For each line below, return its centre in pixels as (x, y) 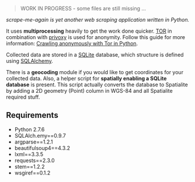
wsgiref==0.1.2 (32, 173)
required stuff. (23, 97)
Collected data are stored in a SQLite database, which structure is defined (95, 55)
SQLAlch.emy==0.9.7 (40, 135)
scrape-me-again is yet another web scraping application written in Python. (98, 20)
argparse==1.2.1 (34, 142)
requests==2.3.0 (34, 160)
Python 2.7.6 (29, 129)
